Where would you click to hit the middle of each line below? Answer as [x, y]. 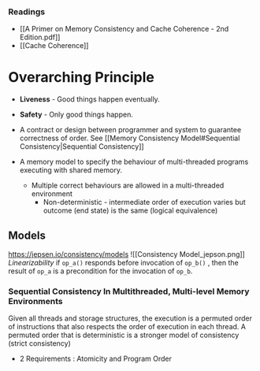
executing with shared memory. [71, 170]
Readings [27, 12]
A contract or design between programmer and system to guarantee [130, 130]
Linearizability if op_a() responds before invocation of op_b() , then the [123, 263]
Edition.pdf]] [40, 37]
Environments [35, 301]
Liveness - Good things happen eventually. [89, 99]
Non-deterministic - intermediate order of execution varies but [144, 202]
